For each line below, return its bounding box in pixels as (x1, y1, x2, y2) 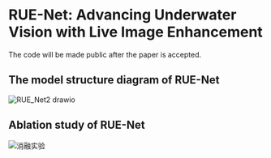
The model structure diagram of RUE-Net (8, 73, 220, 87)
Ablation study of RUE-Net (8, 118, 145, 132)
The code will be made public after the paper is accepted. (8, 49, 202, 59)
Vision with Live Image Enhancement (8, 23, 264, 41)
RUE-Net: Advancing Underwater (8, 6, 237, 24)
